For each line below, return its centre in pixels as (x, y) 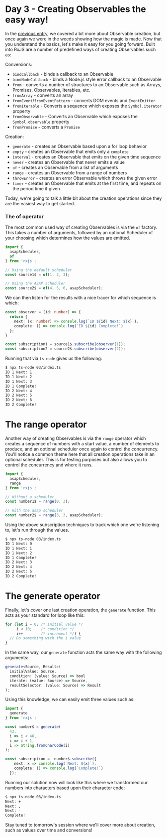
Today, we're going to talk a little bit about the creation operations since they (83, 198)
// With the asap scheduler (34, 511)
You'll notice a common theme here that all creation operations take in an (80, 454)
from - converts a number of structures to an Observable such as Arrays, (87, 84)
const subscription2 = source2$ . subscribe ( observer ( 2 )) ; (65, 349)
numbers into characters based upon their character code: (65, 788)
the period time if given (36, 188)
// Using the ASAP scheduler (35, 283)
